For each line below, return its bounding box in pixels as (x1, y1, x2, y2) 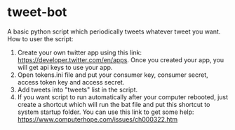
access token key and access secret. (17, 78, 125, 86)
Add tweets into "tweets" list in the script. (17, 85, 138, 94)
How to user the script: (7, 34, 74, 43)
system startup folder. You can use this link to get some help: (17, 108, 194, 116)
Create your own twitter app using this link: (17, 48, 142, 57)
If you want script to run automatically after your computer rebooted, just (17, 92, 229, 101)
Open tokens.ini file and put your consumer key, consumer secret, (17, 71, 208, 79)
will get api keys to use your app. (17, 63, 113, 71)
